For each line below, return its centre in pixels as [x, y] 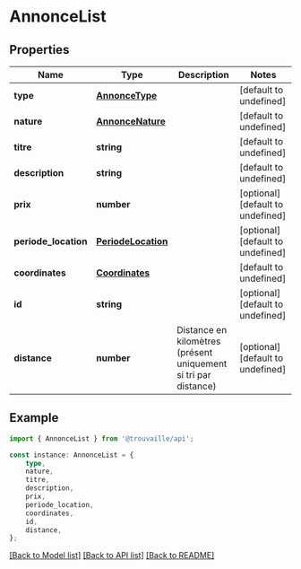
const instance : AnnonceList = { [72, 455]
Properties [39, 50]
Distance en [202, 330]
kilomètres [198, 341]
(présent [194, 352]
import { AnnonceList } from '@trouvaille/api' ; [102, 438]
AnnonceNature [131, 121]
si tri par [194, 375]
